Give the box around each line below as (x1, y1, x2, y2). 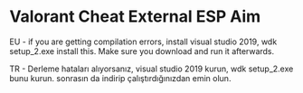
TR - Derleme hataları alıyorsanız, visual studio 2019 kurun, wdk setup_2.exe (9, 63, 294, 74)
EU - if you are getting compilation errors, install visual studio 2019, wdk (9, 36, 278, 47)
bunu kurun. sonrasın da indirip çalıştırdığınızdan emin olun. (9, 72, 232, 83)
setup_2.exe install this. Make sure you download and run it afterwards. (9, 45, 275, 56)
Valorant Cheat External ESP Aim (9, 6, 261, 27)
